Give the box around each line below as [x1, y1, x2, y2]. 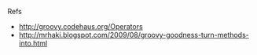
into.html [18, 38, 48, 48]
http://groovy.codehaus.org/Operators [18, 22, 143, 31]
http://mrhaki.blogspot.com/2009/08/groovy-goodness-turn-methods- [18, 31, 249, 39]
